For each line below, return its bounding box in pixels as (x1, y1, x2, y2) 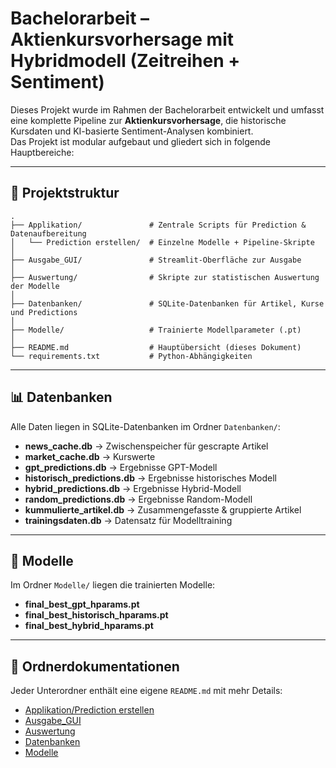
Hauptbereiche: (10, 146, 75, 158)
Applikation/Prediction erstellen (24, 704, 155, 716)
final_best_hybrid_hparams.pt (24, 620, 154, 632)
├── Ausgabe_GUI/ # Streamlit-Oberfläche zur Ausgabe (10, 255, 302, 265)
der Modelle (10, 281, 60, 291)
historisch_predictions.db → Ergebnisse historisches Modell (24, 472, 277, 484)
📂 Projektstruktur (10, 185, 120, 202)
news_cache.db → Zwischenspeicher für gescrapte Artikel (24, 440, 269, 452)
